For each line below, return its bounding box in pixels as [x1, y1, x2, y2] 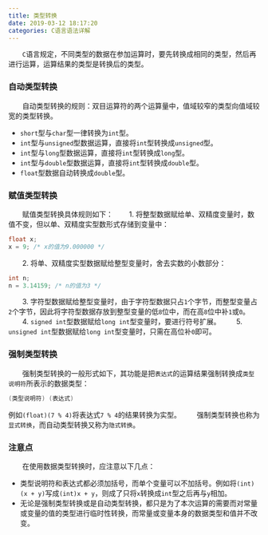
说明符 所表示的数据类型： [8, 378, 89, 388]
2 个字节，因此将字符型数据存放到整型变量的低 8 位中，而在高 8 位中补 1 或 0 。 [8, 307, 250, 316]
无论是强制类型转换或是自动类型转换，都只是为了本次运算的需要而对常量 [19, 498, 258, 508]
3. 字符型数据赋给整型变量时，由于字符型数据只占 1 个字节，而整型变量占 [22, 297, 258, 307]
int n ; [8, 274, 30, 282]
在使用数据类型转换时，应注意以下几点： [22, 461, 156, 471]
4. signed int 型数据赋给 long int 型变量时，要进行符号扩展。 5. [22, 317, 243, 327]
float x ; [8, 235, 37, 244]
